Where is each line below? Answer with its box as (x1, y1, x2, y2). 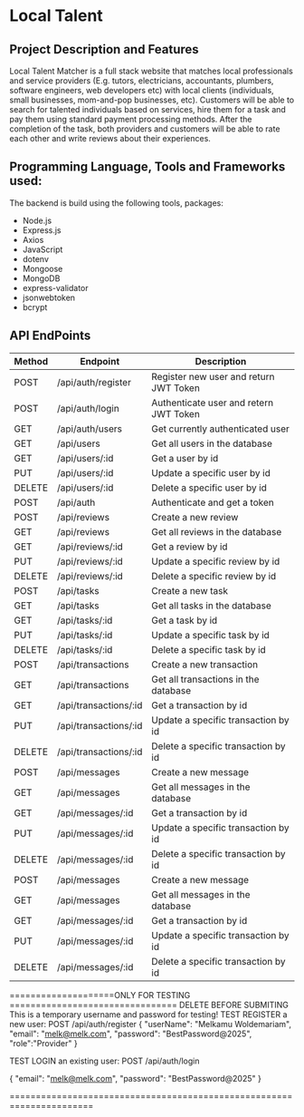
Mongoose (22, 263, 63, 274)
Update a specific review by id (151, 555, 280, 568)
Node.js (22, 215, 52, 226)
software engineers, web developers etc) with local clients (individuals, (9, 85, 274, 95)
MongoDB (22, 273, 61, 284)
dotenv (22, 253, 50, 264)
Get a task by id (151, 614, 218, 626)
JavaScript (22, 244, 63, 255)
